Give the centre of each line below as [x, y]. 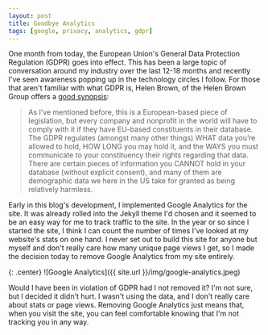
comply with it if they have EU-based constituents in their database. [140, 129]
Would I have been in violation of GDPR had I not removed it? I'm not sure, [131, 288]
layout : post [30, 16]
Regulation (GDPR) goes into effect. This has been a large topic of [118, 62]
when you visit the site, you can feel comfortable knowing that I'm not [124, 314]
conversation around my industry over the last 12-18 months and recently [130, 71]
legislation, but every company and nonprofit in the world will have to [142, 121]
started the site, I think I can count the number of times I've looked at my [129, 231]
